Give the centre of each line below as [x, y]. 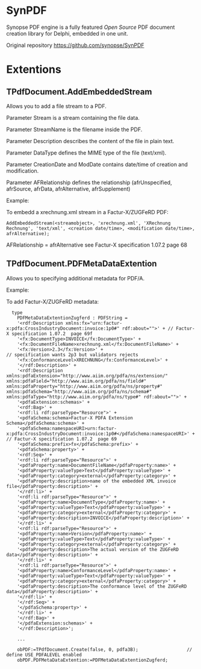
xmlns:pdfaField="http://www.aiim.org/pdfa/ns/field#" [76, 381]
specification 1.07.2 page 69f [52, 334]
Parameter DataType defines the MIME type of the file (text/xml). [86, 153]
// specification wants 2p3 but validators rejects [72, 355]
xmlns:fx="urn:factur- [94, 323]
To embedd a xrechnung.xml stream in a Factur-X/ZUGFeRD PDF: [87, 212]
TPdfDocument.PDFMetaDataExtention [82, 264]
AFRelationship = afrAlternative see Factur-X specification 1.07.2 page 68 [97, 245]
